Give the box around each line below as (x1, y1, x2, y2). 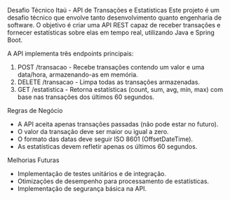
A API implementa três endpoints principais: (7, 49, 134, 58)
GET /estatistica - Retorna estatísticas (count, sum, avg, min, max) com (17, 86, 223, 93)
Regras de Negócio (7, 107, 63, 114)
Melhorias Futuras (7, 156, 60, 164)
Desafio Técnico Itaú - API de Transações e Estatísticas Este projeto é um (7, 6, 219, 14)
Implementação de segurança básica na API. (17, 185, 147, 192)
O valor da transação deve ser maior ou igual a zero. (17, 128, 170, 135)
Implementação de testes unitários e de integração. (17, 170, 167, 178)
